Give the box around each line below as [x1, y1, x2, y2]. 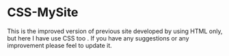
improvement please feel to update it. [7, 41, 112, 49]
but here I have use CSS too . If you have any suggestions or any [7, 34, 189, 42]
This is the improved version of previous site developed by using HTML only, [7, 27, 223, 35]
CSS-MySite [7, 5, 79, 20]
